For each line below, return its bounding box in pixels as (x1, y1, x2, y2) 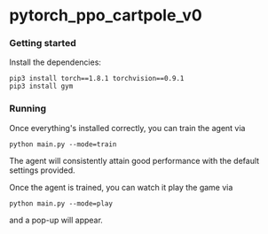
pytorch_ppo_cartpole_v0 (9, 5, 202, 26)
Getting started (9, 37, 77, 50)
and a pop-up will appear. (9, 214, 104, 225)
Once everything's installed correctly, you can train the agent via (9, 122, 246, 133)
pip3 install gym (9, 82, 74, 91)
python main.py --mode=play (9, 199, 114, 208)
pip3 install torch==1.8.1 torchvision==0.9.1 (9, 74, 185, 83)
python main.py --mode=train (9, 139, 117, 149)
